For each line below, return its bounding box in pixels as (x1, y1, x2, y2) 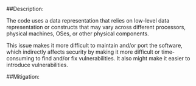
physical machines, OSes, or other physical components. (6, 30, 149, 37)
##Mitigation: (6, 73, 40, 80)
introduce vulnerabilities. (6, 61, 69, 68)
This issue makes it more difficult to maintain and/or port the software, (6, 42, 183, 49)
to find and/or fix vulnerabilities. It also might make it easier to (35, 55, 191, 62)
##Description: (6, 5, 44, 12)
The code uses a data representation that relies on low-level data (6, 17, 170, 24)
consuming (6, 55, 35, 62)
